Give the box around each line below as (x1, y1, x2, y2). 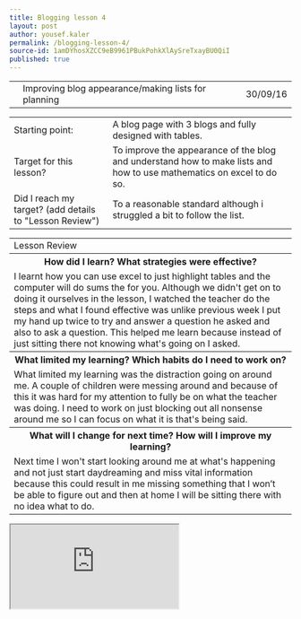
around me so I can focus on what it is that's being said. (13, 414, 248, 425)
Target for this (13, 155, 73, 167)
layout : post (9, 22, 58, 31)
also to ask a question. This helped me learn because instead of (13, 327, 282, 338)
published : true (9, 55, 70, 64)
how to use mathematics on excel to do (112, 167, 278, 179)
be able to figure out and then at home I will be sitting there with (13, 489, 282, 501)
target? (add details (13, 204, 96, 215)
